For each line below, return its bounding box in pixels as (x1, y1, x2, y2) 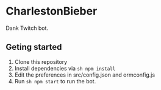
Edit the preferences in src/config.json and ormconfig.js (14, 71, 156, 78)
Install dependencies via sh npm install (14, 64, 116, 72)
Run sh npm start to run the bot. (14, 77, 96, 85)
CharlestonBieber (5, 4, 98, 18)
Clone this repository (14, 58, 68, 65)
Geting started (5, 42, 62, 52)
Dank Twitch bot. (5, 24, 49, 32)
